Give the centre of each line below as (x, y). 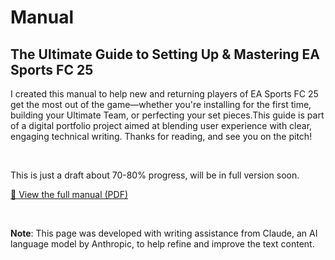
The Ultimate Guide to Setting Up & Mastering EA (165, 54)
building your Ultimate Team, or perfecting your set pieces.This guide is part (167, 115)
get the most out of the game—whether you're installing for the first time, (161, 104)
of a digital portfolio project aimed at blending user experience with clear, (161, 125)
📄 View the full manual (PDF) (69, 194)
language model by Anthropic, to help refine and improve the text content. (162, 244)
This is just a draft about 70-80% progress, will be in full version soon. (155, 175)
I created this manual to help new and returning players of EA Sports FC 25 (164, 94)
